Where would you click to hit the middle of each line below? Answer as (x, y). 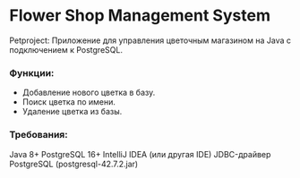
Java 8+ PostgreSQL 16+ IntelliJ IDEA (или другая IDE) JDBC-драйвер (140, 154)
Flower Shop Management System (140, 16)
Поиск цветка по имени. (69, 102)
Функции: (32, 72)
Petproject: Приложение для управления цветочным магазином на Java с (150, 40)
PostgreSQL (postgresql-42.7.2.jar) (74, 164)
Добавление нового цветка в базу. (89, 93)
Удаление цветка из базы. (72, 112)
